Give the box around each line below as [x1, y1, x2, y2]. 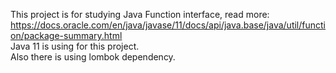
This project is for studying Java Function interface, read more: [10, 9, 270, 20]
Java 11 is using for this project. [10, 40, 140, 52]
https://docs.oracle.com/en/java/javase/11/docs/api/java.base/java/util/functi [10, 19, 327, 31]
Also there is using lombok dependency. [10, 51, 176, 63]
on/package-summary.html [10, 30, 123, 41]
